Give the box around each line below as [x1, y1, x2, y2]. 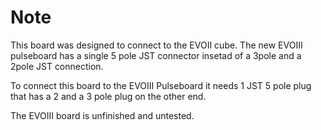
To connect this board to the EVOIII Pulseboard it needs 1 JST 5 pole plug [10, 79, 312, 91]
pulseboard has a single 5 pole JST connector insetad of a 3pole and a [10, 49, 302, 61]
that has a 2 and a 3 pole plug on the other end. [10, 90, 207, 102]
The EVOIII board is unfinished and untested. [10, 109, 195, 121]
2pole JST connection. [10, 60, 104, 72]
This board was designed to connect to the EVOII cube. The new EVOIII [10, 39, 303, 51]
